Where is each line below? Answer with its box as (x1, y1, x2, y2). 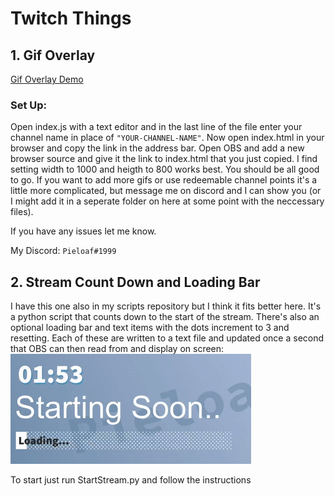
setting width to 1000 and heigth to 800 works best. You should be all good (10, 163, 320, 176)
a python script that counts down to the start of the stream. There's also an (10, 311, 320, 323)
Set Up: (10, 98, 48, 112)
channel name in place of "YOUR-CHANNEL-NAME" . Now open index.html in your (10, 132, 325, 144)
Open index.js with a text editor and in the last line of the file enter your (10, 121, 303, 133)
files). (10, 206, 34, 218)
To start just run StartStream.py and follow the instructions (10, 474, 252, 486)
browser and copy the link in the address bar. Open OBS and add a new (10, 142, 305, 154)
